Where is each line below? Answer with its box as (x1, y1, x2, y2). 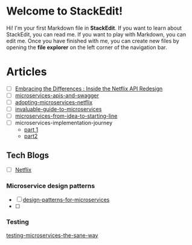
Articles (6, 65, 47, 79)
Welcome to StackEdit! (6, 4, 123, 18)
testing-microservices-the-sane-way (6, 232, 98, 239)
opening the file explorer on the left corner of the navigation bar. (6, 44, 167, 51)
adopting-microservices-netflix (14, 99, 93, 106)
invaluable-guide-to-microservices (14, 106, 102, 113)
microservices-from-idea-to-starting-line (14, 112, 118, 119)
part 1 (24, 126, 38, 133)
